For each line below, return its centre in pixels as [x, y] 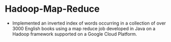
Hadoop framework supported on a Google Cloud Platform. [74, 34]
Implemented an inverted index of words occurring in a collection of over [89, 23]
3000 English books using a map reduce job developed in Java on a [84, 28]
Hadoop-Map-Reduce [52, 9]
